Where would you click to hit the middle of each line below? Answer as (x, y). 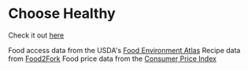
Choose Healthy (62, 14)
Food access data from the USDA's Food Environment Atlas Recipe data (124, 50)
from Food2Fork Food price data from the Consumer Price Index (112, 59)
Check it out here (36, 35)
